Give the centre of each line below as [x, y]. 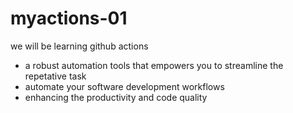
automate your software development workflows [124, 86]
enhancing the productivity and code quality [116, 97]
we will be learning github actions [79, 46]
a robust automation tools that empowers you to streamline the [154, 65]
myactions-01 [69, 18]
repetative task [55, 76]
